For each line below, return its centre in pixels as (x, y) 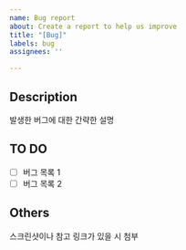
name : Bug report (42, 18)
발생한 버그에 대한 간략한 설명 (62, 120)
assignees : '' (36, 52)
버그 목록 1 (41, 172)
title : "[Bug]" (38, 35)
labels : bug (32, 43)
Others (30, 213)
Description (43, 97)
